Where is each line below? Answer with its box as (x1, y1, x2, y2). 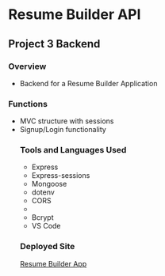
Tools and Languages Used (19, 145, 127, 156)
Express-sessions (31, 171, 90, 180)
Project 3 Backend (8, 37, 101, 51)
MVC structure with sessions (19, 116, 114, 126)
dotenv (31, 187, 56, 197)
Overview (8, 61, 47, 72)
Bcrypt (31, 213, 54, 222)
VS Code (31, 221, 61, 231)
